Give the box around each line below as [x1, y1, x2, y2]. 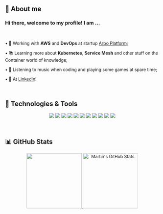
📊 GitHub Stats [5, 138, 53, 146]
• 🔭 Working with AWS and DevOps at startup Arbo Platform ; [5, 40, 128, 46]
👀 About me [5, 5, 42, 13]
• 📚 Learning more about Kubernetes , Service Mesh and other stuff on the [5, 50, 158, 56]
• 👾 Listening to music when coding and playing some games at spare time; [5, 67, 158, 72]
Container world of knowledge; [5, 57, 68, 63]
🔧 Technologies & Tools [5, 100, 78, 108]
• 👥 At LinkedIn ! [5, 76, 37, 82]
